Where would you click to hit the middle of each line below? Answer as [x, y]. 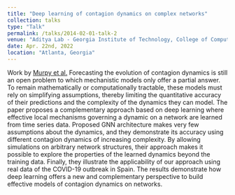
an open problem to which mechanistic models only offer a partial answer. [114, 80]
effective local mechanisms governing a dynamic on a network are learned [115, 117]
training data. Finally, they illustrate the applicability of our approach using [114, 161]
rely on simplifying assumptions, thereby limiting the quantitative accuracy [114, 94]
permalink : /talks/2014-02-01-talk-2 [62, 33]
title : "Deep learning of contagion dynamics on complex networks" [108, 14]
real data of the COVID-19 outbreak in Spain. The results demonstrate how [114, 169]
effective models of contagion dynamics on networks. [85, 184]
